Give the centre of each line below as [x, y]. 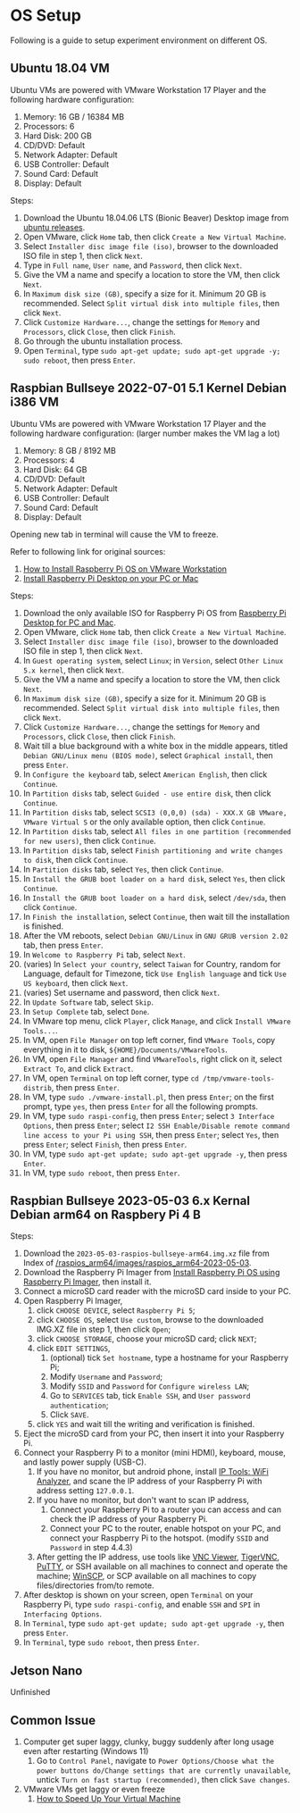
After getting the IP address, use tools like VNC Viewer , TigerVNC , [158, 1557]
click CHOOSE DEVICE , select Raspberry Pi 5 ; [116, 1310]
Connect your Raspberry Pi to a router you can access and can [166, 1509]
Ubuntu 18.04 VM [60, 68]
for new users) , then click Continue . [89, 840]
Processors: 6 [49, 126]
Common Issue [53, 1720]
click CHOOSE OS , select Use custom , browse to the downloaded [150, 1320]
